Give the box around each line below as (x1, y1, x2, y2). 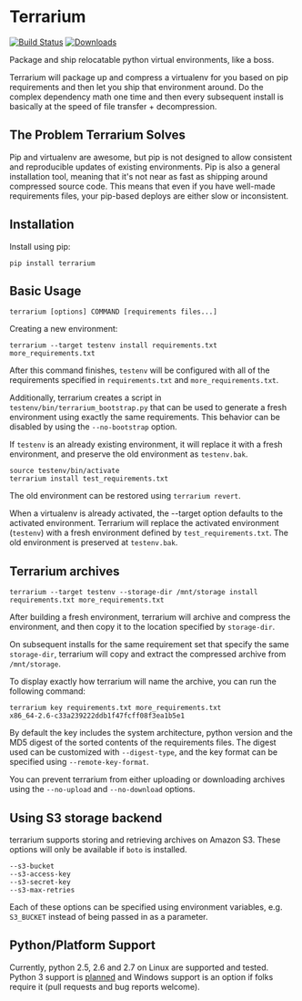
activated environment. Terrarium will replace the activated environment (9, 518, 279, 529)
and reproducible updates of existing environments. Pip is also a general (9, 161, 280, 172)
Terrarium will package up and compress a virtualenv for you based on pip (9, 71, 288, 83)
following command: (9, 686, 86, 697)
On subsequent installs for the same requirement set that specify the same (9, 639, 289, 650)
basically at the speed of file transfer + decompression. (9, 100, 217, 111)
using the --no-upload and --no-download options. (9, 784, 196, 795)
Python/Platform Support (9, 937, 156, 954)
